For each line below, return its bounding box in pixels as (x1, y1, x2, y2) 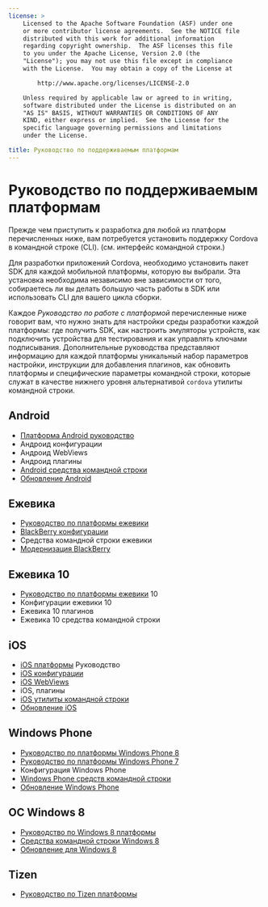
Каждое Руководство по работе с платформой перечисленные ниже (8, 308, 247, 317)
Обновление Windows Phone (19, 782, 119, 792)
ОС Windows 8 (8, 806, 86, 820)
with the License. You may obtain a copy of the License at (23, 65, 232, 73)
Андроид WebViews (19, 447, 88, 458)
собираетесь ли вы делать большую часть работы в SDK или (8, 283, 220, 293)
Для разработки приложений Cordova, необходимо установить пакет (8, 258, 249, 267)
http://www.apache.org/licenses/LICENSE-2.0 (37, 79, 190, 87)
